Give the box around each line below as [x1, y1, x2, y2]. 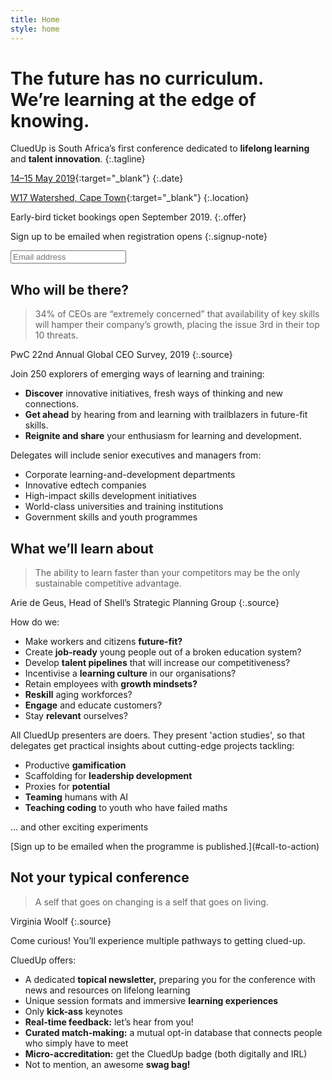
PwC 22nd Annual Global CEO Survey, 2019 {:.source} [10, 349, 233, 361]
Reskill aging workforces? [24, 689, 133, 701]
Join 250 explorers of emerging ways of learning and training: [10, 368, 265, 380]
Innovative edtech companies [24, 479, 147, 491]
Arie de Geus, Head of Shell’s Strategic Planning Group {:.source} [10, 597, 280, 609]
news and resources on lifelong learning [24, 984, 191, 996]
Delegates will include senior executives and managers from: [10, 449, 262, 461]
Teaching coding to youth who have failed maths [24, 802, 228, 814]
